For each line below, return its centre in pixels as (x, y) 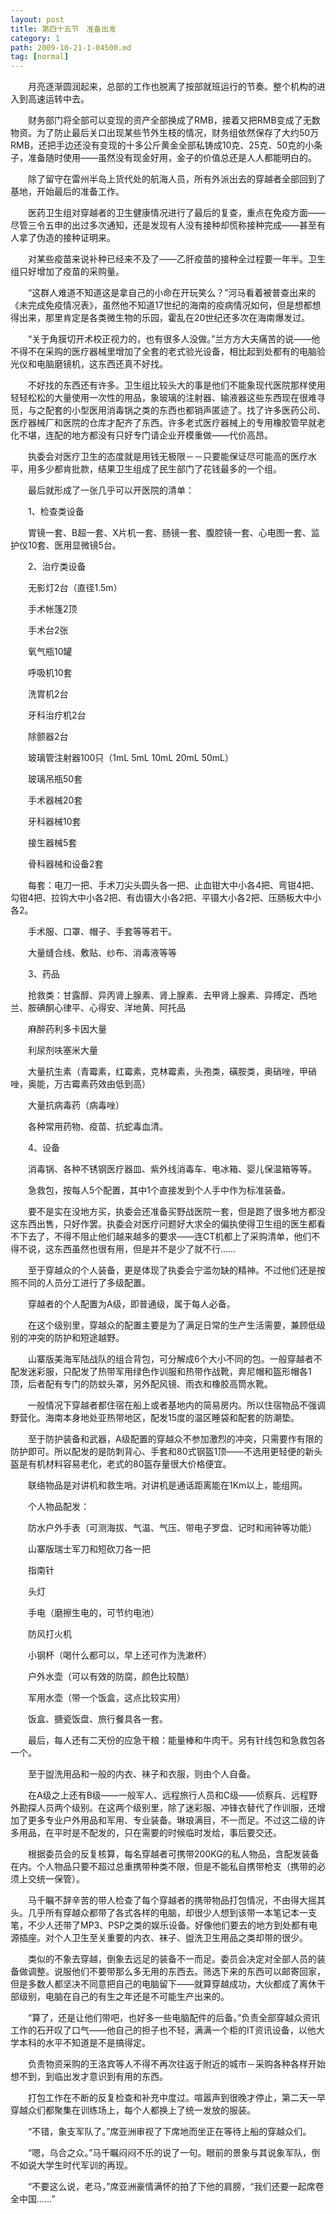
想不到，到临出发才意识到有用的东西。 (89, 2077)
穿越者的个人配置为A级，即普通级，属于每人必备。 (131, 1304)
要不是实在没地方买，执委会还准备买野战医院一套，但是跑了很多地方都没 (176, 1212)
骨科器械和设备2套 (65, 864)
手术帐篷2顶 (52, 609)
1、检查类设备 (56, 512)
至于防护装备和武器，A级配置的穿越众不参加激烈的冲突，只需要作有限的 (175, 1439)
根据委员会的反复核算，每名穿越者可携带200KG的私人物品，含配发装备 (173, 1854)
